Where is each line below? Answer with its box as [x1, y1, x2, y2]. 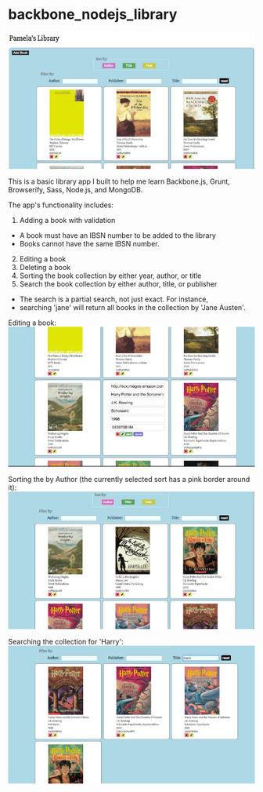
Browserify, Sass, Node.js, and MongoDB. [8, 185, 143, 195]
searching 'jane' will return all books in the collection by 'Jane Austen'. [19, 303, 246, 312]
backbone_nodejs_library [8, 5, 178, 24]
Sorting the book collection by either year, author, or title [19, 271, 202, 280]
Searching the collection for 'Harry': [8, 637, 124, 646]
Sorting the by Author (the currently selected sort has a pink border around [8, 475, 250, 484]
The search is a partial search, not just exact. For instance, [19, 294, 209, 304]
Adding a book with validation [19, 216, 116, 225]
